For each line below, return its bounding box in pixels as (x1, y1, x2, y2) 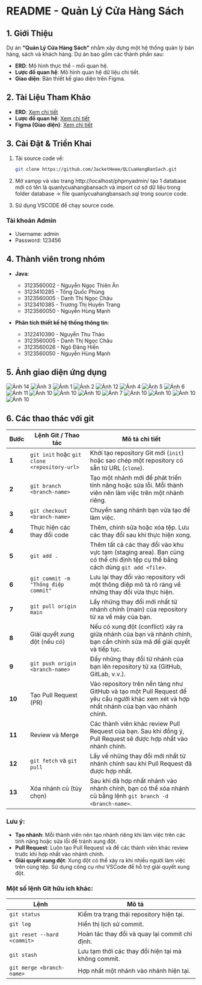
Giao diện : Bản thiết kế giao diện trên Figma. (14, 75, 126, 82)
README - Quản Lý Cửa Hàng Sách (6, 4, 185, 18)
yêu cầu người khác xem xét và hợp (90, 695, 190, 703)
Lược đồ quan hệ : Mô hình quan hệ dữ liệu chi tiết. (14, 69, 140, 76)
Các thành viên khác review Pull (90, 720, 180, 728)
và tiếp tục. (90, 645, 121, 653)
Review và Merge (29, 731, 79, 740)
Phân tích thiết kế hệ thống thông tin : (14, 319, 109, 326)
